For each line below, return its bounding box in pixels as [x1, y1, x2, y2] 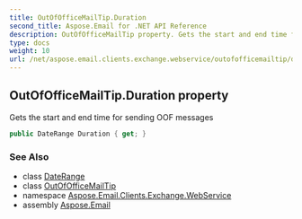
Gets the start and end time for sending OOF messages [9, 111, 214, 122]
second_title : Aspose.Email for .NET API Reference [9, 22, 207, 31]
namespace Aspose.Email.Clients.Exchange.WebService [22, 189, 232, 200]
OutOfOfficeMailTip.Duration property [9, 88, 229, 103]
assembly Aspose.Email [22, 199, 111, 210]
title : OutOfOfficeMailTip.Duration [9, 13, 147, 22]
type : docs [9, 38, 50, 48]
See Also [9, 150, 49, 162]
